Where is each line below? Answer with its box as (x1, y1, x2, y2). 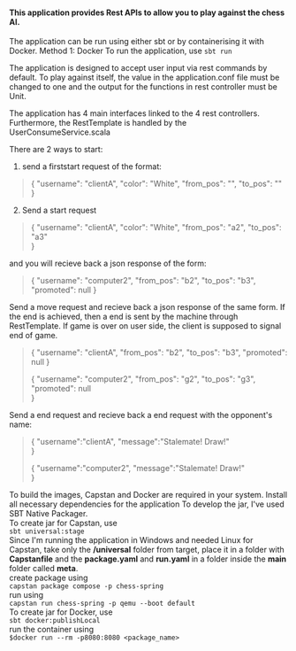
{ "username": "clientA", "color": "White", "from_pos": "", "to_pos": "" (30, 178, 283, 190)
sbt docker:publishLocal (9, 616, 101, 625)
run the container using (9, 624, 95, 635)
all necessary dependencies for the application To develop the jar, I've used (9, 499, 285, 509)
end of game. (9, 330, 58, 341)
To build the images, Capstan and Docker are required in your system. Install (9, 490, 288, 500)
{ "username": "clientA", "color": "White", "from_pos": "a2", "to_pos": (30, 222, 282, 233)
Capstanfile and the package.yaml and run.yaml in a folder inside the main (9, 554, 287, 564)
